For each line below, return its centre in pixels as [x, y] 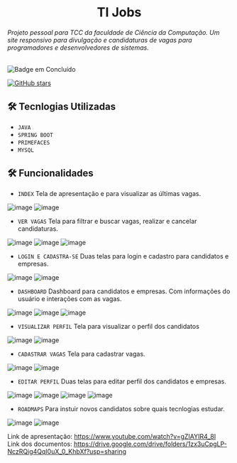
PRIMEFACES [34, 143]
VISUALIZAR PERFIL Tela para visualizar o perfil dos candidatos [109, 327]
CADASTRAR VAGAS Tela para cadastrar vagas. [81, 354]
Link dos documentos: [40, 444]
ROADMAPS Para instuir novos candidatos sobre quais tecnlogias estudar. [121, 409]
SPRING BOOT [35, 136]
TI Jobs [119, 12]
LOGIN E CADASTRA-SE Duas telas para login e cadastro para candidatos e [123, 256]
